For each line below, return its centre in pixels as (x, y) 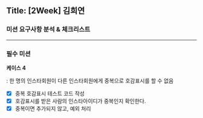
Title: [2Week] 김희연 (46, 11)
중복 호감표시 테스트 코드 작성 (50, 93)
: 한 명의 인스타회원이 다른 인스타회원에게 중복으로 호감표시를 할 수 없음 (90, 81)
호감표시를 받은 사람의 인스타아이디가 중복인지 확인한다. (80, 101)
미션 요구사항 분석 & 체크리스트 (48, 29)
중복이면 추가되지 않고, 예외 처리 (53, 109)
